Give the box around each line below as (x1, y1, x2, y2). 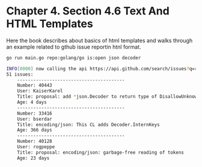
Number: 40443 (17, 82, 52, 88)
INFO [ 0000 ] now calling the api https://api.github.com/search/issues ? (6, 65, 189, 71)
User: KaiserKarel (17, 88, 63, 94)
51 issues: (6, 71, 34, 77)
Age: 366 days (17, 127, 52, 133)
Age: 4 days (17, 99, 47, 106)
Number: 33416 (17, 110, 52, 117)
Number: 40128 (17, 138, 52, 145)
